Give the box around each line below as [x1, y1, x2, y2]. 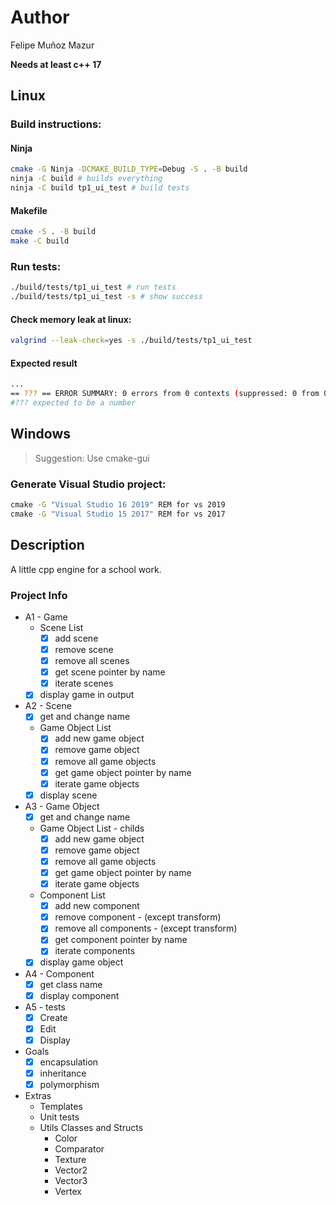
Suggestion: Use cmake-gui [34, 452, 150, 464]
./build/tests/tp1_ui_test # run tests [10, 282, 177, 293]
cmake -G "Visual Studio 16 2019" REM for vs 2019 [10, 500, 226, 510]
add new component [54, 900, 140, 912]
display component [39, 989, 120, 1001]
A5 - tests [24, 1001, 66, 1013]
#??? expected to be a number [10, 398, 137, 408]
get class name [39, 978, 103, 990]
